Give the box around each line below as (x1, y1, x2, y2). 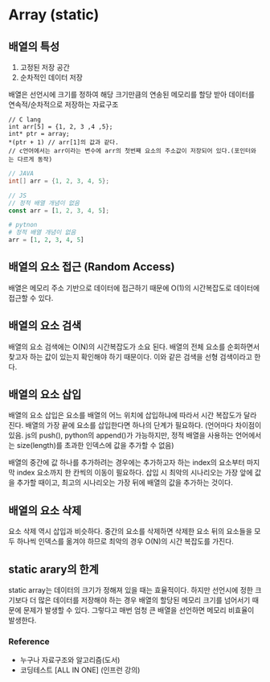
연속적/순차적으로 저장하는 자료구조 (8, 100, 119, 109)
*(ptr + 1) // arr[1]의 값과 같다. (8, 138, 119, 146)
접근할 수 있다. (8, 293, 54, 302)
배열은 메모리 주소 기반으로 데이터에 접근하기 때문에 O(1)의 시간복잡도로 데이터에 (8, 283, 260, 293)
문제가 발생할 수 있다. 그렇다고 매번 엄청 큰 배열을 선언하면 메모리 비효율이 (22, 606, 255, 615)
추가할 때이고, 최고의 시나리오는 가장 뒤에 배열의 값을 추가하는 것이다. (16, 478, 233, 487)
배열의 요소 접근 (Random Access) (8, 260, 175, 274)
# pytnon (8, 221, 38, 229)
